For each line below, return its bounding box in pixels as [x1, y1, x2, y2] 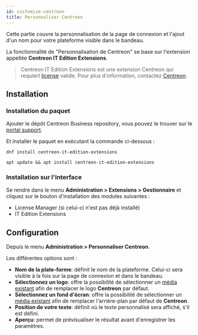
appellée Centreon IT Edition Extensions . [6, 54, 108, 61]
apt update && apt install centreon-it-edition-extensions [6, 160, 155, 166]
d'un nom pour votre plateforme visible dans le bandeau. [6, 37, 145, 44]
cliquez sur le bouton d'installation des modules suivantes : [6, 193, 150, 200]
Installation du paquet [6, 107, 70, 115]
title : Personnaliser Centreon [6, 14, 83, 20]
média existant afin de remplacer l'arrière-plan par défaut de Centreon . [14, 297, 189, 304]
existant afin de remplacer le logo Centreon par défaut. [14, 285, 150, 292]
